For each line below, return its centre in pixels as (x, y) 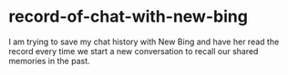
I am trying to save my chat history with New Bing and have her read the (144, 42)
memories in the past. (49, 61)
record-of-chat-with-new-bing (128, 17)
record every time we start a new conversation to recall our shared (134, 51)
